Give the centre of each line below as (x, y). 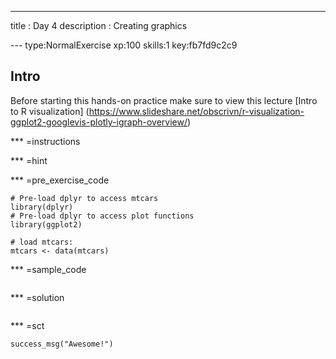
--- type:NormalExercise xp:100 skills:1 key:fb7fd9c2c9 (124, 45)
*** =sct (27, 325)
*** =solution (37, 297)
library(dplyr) (42, 207)
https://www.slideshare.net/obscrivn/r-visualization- (196, 111)
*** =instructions (45, 141)
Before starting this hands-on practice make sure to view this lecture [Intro (164, 100)
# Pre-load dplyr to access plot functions (102, 216)
